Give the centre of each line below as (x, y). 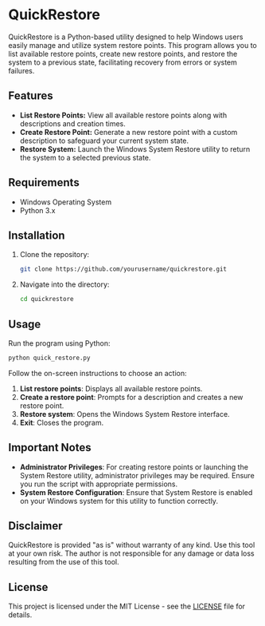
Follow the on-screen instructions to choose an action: (97, 373)
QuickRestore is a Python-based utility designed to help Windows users (126, 37)
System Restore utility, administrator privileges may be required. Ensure (137, 475)
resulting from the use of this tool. (64, 562)
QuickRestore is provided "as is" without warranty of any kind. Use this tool (132, 545)
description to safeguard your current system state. (104, 141)
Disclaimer (35, 526)
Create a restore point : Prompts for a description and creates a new (131, 397)
